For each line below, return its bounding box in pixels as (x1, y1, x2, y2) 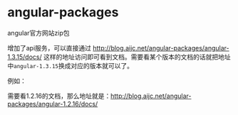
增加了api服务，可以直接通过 (7, 43, 91, 52)
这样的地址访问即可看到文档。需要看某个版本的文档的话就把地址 (43, 53, 231, 61)
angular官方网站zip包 (7, 28, 70, 37)
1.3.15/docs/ (7, 53, 42, 61)
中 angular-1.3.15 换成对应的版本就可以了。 (7, 61, 134, 70)
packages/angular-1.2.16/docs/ (7, 99, 98, 108)
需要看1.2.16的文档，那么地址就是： (7, 92, 111, 100)
